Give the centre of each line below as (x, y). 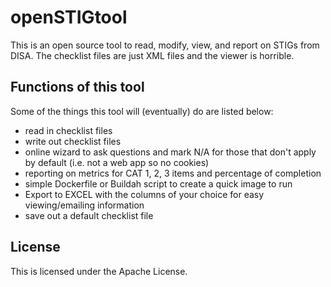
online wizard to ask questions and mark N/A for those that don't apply (170, 152)
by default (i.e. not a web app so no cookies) (117, 162)
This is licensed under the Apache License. (99, 271)
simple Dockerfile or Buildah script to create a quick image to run (158, 183)
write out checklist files (73, 141)
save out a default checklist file (89, 215)
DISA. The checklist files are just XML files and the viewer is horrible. (152, 55)
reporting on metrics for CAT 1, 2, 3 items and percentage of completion (173, 173)
